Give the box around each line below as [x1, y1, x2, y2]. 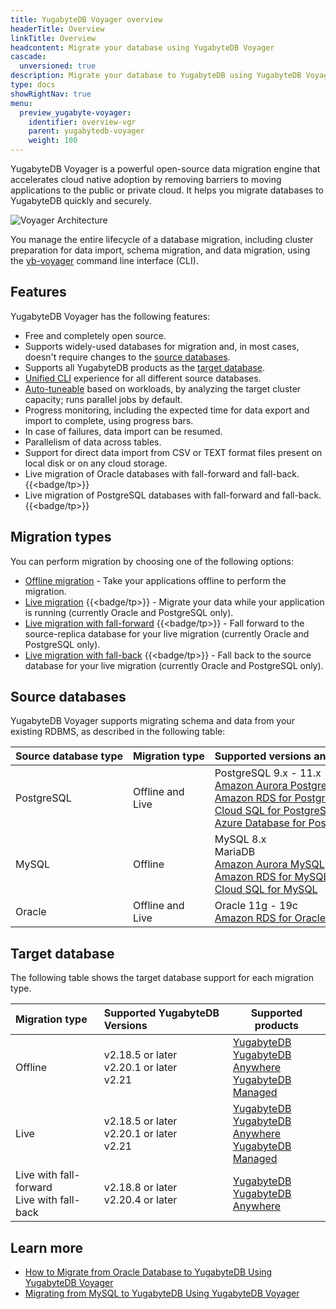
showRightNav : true [10, 89, 92, 99]
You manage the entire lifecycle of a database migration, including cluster [10, 234, 314, 245]
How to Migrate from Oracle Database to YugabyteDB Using [24, 1266, 273, 1278]
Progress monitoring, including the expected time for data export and [24, 404, 310, 416]
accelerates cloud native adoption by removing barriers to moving [10, 174, 282, 185]
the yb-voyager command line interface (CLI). [10, 255, 199, 266]
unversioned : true [19, 61, 97, 71]
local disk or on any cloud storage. [24, 457, 168, 469]
